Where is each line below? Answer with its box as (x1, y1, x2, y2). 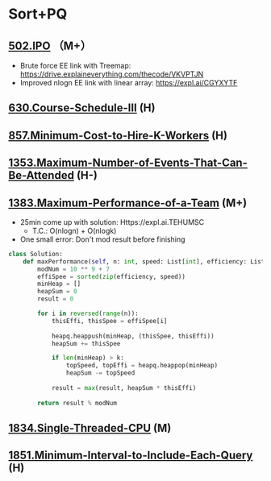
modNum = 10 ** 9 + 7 (37, 265, 110, 273)
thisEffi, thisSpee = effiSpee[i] (51, 317, 168, 325)
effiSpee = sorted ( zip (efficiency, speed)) (37, 272, 186, 280)
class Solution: (8, 250, 63, 258)
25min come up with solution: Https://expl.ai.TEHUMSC (19, 217, 205, 226)
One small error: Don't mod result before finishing (19, 234, 186, 244)
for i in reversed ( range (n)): (37, 309, 139, 318)
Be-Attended (8, 168, 75, 182)
